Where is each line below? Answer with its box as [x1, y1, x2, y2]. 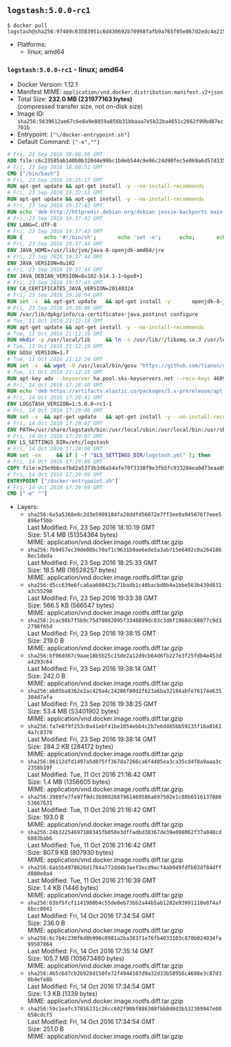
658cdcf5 [27, 1012, 53, 1019]
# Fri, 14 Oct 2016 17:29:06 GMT [7, 407, 103, 414]
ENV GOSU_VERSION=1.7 [7, 349, 69, 357]
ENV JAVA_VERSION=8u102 [7, 260, 76, 267]
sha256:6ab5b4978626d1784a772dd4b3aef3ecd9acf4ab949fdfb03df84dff [27, 864, 222, 871]
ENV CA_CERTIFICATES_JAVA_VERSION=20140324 [7, 285, 134, 292]
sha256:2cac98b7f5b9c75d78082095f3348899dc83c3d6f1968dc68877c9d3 [27, 617, 222, 624]
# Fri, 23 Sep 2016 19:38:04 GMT [7, 292, 103, 299]
